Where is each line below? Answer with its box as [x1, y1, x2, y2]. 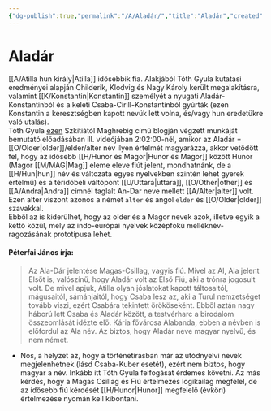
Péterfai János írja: [8, 248, 75, 257]
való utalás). [8, 117, 49, 127]
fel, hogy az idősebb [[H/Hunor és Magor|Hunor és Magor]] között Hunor [8, 151, 253, 161]
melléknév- [186, 220, 225, 230]
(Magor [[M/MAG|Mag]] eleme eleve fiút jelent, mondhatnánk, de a [8, 160, 232, 170]
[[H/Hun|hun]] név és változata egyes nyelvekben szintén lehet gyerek [8, 168, 245, 179]
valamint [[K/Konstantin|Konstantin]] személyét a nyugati [8, 91, 199, 101]
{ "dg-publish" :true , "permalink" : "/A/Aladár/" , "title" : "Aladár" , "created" [8, 11, 264, 20]
